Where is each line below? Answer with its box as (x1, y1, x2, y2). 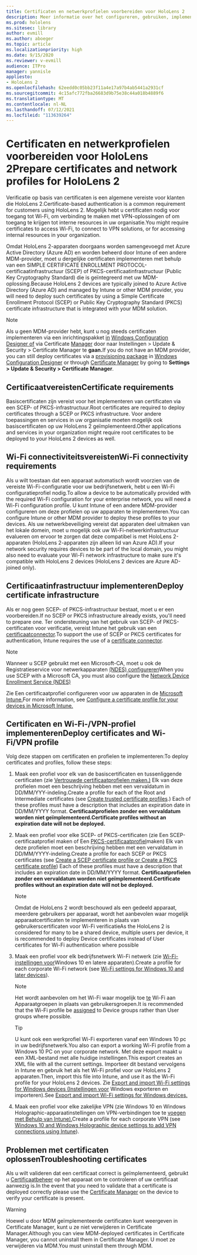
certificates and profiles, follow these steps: (6, 759, 113, 766)
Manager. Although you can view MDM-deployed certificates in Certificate (6, 1230, 185, 1237)
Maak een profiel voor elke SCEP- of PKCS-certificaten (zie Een (14, 832, 169, 839)
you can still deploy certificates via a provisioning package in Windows (6, 353, 178, 360)
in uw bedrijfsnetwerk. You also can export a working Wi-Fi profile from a (14, 1042, 191, 1049)
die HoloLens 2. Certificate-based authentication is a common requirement (6, 200, 186, 208)
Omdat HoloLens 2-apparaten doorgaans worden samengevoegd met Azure (6, 243, 191, 250)
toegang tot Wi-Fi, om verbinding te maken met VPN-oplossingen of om (6, 213, 180, 220)
